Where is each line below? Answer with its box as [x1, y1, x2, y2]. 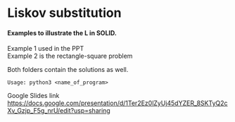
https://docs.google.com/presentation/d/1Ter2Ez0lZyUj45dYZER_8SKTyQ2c [7, 99, 228, 107]
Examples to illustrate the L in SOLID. [7, 28, 118, 37]
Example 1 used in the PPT [7, 44, 84, 53]
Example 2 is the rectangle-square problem [7, 51, 133, 61]
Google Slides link [7, 92, 60, 100]
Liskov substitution [7, 5, 122, 21]
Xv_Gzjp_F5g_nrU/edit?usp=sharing [7, 106, 110, 115]
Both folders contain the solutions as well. [7, 66, 129, 74]
